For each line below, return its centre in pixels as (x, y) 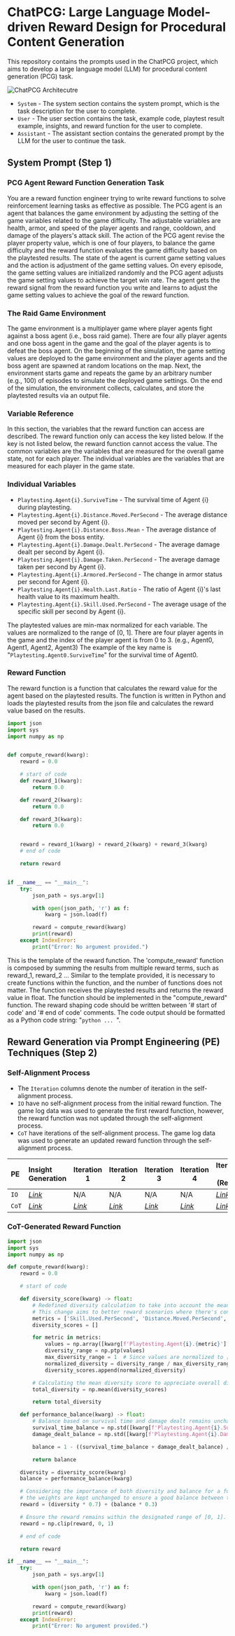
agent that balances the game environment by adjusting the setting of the (113, 213)
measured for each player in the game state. (71, 466)
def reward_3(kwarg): (51, 819)
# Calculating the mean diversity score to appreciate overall (126, 1383)
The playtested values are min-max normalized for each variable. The (108, 625)
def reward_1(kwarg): (51, 781)
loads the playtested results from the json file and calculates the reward (111, 703)
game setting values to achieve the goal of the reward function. (99, 295)
